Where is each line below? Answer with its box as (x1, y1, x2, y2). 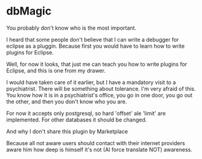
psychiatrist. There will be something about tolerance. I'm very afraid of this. (6, 85, 196, 92)
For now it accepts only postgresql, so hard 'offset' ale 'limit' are (6, 109, 166, 117)
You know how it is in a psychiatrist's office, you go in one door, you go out (6, 91, 193, 99)
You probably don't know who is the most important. (6, 24, 137, 31)
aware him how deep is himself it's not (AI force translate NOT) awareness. (6, 146, 193, 153)
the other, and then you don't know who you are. (6, 98, 127, 105)
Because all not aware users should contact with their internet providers (6, 139, 185, 146)
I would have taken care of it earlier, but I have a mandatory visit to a (6, 79, 176, 86)
